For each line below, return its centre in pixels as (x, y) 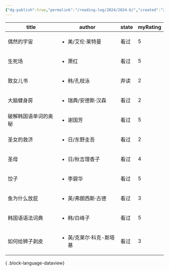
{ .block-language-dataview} (35, 263)
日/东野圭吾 (81, 140)
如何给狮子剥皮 (26, 241)
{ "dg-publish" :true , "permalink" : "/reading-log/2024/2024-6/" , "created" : (83, 10)
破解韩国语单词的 (28, 116)
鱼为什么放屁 (23, 198)
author (87, 27)
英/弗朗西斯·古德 (87, 198)
